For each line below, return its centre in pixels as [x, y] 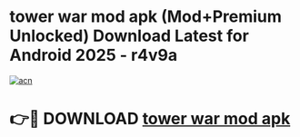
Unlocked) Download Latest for [130, 36]
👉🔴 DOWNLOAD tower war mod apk [150, 119]
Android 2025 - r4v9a [94, 55]
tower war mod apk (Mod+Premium [145, 17]
